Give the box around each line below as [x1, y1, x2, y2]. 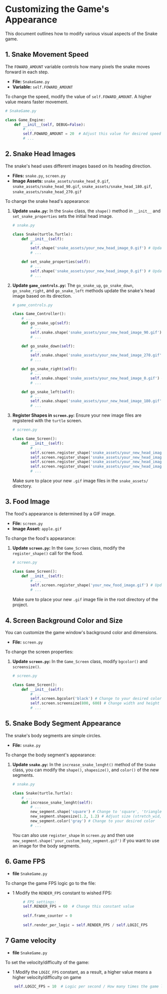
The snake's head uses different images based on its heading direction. [5, 163, 152, 169]
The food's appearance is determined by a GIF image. [5, 510, 116, 516]
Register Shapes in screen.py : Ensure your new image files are [12, 412, 142, 418]
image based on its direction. [12, 293, 72, 299]
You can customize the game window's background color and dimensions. [5, 629, 158, 635]
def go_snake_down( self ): [21, 343, 76, 348]
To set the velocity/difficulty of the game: [5, 959, 89, 965]
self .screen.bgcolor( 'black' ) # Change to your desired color [30, 696, 162, 701]
